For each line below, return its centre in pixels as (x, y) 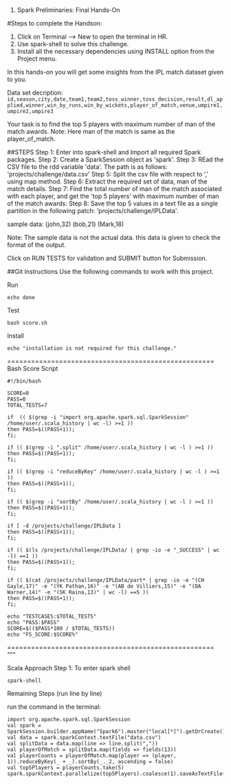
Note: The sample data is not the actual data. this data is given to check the (114, 238)
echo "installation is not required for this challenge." (92, 348)
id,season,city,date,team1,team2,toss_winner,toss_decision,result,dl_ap (115, 99)
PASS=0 (16, 399)
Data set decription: (35, 93)
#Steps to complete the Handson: (55, 23)
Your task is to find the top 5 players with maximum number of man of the (111, 124)
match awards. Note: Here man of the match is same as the (91, 131)
